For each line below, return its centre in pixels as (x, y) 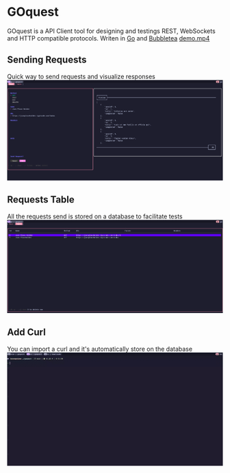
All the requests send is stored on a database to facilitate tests (95, 216)
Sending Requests (47, 60)
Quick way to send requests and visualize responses (81, 76)
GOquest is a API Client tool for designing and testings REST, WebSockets (111, 31)
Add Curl (26, 333)
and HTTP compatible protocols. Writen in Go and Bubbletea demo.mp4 (108, 38)
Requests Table (41, 200)
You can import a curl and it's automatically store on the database (100, 349)
